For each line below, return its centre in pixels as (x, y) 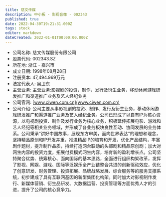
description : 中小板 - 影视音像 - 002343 (46, 14)
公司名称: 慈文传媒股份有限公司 (44, 52)
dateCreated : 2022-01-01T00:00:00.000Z (47, 38)
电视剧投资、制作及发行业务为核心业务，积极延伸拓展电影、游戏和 (93, 121)
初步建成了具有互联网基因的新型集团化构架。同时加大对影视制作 (87, 177)
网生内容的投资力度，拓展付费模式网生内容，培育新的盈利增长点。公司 (84, 152)
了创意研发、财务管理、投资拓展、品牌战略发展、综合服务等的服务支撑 (84, 171)
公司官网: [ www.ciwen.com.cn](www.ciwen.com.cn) (66, 102)
